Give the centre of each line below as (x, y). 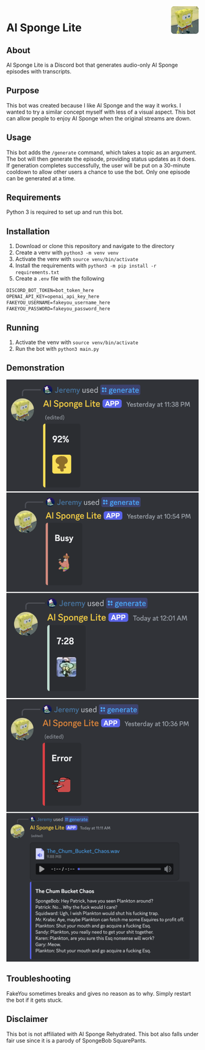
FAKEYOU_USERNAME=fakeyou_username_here (59, 303)
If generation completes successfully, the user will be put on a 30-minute (98, 165)
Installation (28, 231)
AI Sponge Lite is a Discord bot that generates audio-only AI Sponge (92, 65)
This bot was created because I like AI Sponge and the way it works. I (94, 105)
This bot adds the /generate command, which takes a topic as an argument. (102, 152)
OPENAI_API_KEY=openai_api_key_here (53, 297)
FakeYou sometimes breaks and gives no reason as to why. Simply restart (99, 993)
